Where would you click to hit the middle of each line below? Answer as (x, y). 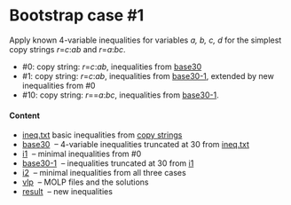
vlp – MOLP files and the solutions (85, 182)
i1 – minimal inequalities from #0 (82, 154)
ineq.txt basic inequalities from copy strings (102, 135)
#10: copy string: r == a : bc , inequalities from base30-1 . (120, 95)
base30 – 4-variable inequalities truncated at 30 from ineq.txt (136, 145)
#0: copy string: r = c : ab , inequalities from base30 (112, 67)
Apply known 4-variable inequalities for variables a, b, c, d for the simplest (145, 40)
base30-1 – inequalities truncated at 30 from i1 (108, 163)
